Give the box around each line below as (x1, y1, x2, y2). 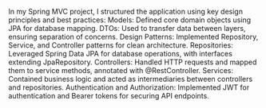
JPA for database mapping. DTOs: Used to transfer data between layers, (8, 24, 246, 33)
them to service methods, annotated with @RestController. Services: (8, 66, 234, 75)
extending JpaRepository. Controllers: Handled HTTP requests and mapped (8, 57, 257, 67)
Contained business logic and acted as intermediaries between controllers (8, 75, 253, 83)
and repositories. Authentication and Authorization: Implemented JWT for (8, 83, 250, 92)
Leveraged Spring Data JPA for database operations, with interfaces (8, 49, 233, 58)
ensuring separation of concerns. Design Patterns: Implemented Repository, (8, 32, 259, 41)
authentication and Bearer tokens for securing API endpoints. (8, 91, 209, 100)
